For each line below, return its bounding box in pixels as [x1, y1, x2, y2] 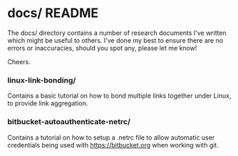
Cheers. [7, 57, 31, 66]
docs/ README [7, 5, 99, 21]
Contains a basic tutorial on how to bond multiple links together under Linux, [7, 91, 232, 100]
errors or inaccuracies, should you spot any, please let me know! [7, 43, 197, 52]
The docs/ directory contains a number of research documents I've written [7, 28, 227, 37]
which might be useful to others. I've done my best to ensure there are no [7, 36, 223, 44]
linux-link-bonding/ [7, 75, 76, 85]
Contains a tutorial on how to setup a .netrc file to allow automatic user [7, 133, 215, 142]
